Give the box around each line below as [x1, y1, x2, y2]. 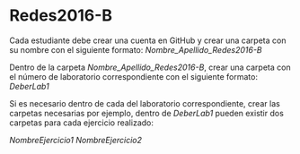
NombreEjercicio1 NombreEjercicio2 [9, 134, 142, 145]
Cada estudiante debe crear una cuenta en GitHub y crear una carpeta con [9, 35, 287, 46]
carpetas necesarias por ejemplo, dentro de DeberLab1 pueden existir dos [9, 107, 285, 118]
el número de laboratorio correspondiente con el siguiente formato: [9, 71, 259, 81]
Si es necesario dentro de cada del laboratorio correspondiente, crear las [9, 98, 280, 108]
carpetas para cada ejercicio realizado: [9, 117, 154, 128]
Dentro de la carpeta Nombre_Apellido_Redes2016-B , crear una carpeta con [9, 62, 291, 73]
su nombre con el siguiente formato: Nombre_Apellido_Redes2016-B [9, 44, 262, 55]
